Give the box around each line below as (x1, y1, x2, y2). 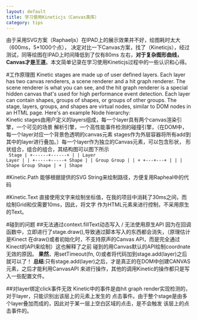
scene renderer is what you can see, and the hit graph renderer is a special (6, 84, 188, 92)
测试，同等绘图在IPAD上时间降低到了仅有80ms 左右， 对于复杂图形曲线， (6, 51, 182, 58)
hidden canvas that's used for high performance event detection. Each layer (6, 90, 191, 97)
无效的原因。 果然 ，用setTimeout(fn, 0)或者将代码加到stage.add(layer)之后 (6, 250, 188, 257)
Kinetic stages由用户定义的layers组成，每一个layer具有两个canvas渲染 (6, 116, 178, 123)
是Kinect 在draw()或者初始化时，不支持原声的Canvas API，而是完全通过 (6, 236, 181, 243)
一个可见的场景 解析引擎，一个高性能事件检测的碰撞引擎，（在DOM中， (16, 123, 188, 130)
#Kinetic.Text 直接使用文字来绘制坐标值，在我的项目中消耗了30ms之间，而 (6, 194, 187, 201)
